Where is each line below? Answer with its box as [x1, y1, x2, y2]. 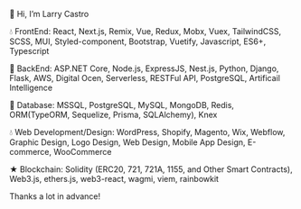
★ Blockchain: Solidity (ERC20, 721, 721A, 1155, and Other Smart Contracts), [9, 164, 293, 175]
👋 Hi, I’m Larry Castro [9, 9, 89, 19]
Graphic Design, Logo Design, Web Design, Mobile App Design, [9, 137, 246, 148]
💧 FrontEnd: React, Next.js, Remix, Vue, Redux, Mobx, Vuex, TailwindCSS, [9, 26, 282, 36]
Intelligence [9, 82, 52, 93]
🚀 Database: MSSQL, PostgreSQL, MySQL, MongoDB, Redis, [9, 100, 235, 110]
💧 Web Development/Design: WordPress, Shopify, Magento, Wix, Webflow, [9, 127, 286, 137]
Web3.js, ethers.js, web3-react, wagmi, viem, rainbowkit [9, 174, 220, 184]
